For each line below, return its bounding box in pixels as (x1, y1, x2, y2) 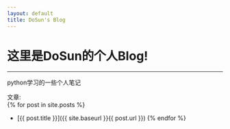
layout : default (7, 10, 53, 17)
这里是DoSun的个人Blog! (7, 48, 149, 64)
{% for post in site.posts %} (7, 101, 86, 109)
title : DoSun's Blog (7, 16, 66, 23)
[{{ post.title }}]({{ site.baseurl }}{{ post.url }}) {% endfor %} (16, 114, 187, 122)
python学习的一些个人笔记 (7, 78, 81, 86)
